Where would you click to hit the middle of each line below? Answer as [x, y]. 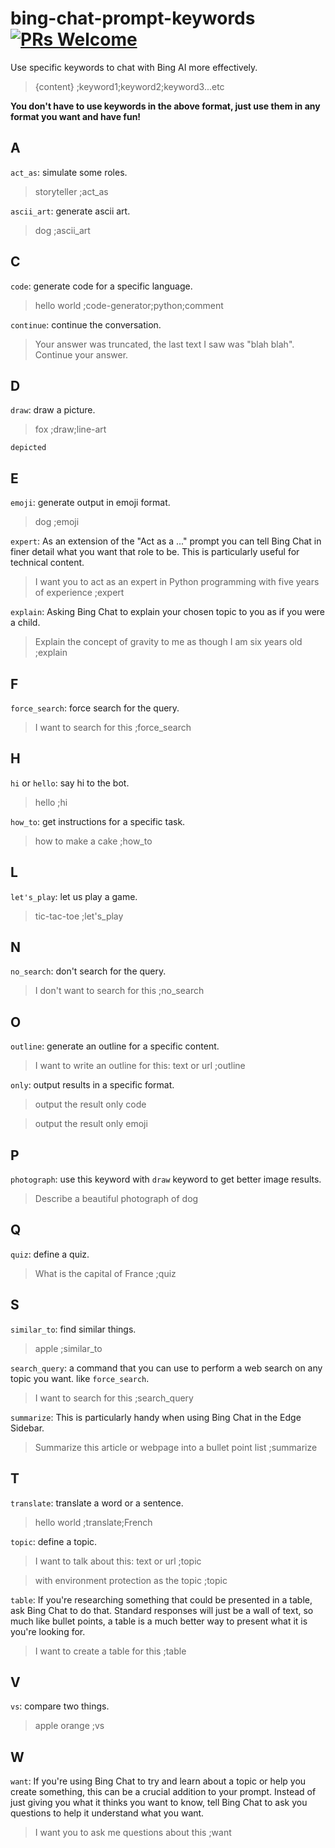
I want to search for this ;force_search [113, 727]
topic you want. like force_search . [80, 1378]
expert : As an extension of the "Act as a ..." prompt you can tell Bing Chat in [166, 541]
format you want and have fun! [76, 116]
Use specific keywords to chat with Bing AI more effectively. [134, 67]
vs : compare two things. [60, 1706]
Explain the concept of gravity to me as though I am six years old [168, 642]
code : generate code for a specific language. [101, 286]
